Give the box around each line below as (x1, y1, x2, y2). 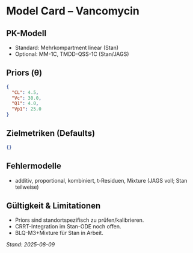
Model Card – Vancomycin (6, 4, 139, 18)
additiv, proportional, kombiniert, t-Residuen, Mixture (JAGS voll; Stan (14, 177, 188, 184)
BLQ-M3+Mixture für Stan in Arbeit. (14, 230, 103, 237)
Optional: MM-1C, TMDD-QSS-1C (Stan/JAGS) (14, 50, 129, 58)
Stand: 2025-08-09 (6, 241, 55, 248)
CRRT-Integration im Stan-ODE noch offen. (14, 223, 121, 230)
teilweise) (14, 183, 39, 191)
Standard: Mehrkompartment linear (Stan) (14, 44, 119, 51)
